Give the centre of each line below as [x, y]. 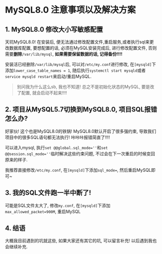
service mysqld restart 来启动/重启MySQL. [48, 76]
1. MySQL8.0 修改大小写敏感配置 [54, 29]
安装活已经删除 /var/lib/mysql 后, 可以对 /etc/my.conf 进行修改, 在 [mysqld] [78, 64]
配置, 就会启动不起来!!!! [44, 93]
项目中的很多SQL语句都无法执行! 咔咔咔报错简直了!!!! [57, 137]
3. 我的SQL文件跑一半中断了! [48, 193]
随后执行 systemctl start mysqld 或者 [109, 70]
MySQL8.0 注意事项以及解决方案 [70, 10]
